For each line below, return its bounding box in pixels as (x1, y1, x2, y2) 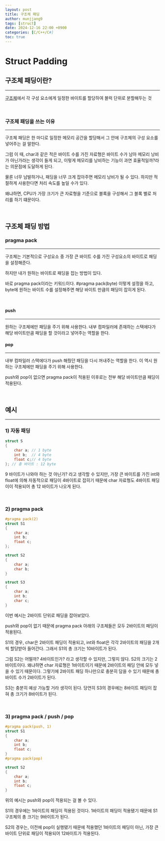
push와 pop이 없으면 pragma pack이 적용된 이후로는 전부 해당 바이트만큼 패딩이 (5, 374, 160, 380)
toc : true (5, 35, 26, 40)
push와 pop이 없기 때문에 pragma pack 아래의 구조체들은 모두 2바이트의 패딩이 (5, 622, 158, 629)
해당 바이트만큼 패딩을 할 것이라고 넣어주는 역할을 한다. (5, 330, 110, 336)
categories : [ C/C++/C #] (5, 30, 54, 35)
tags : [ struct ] (5, 21, 36, 26)
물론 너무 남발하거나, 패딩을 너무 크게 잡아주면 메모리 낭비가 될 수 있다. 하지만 (5, 174, 153, 180)
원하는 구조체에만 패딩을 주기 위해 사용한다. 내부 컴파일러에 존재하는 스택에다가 (5, 324, 156, 330)
